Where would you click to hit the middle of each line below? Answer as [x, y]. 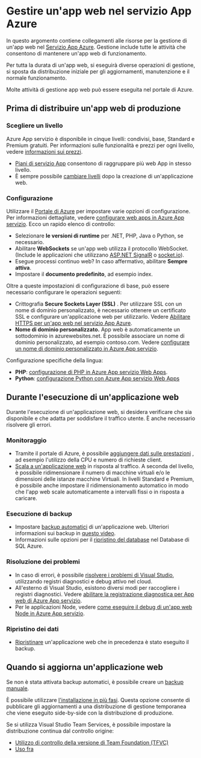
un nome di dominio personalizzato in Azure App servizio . [86, 348]
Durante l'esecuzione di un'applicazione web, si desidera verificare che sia [99, 412]
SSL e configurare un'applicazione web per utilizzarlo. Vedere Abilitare [103, 316]
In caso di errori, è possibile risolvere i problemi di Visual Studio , [94, 575]
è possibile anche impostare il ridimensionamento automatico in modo [102, 486]
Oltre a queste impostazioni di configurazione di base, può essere [88, 286]
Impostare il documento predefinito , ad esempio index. [84, 274]
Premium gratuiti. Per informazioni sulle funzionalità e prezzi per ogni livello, [100, 145]
